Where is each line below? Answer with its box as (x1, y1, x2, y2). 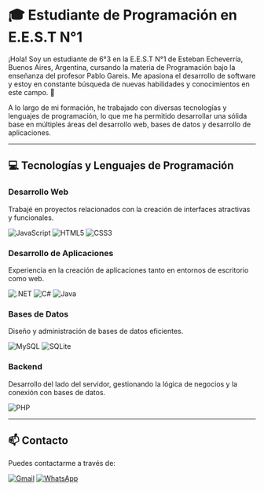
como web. (8, 273, 45, 283)
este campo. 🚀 (8, 87, 55, 97)
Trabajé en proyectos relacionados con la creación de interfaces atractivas (8, 204, 251, 214)
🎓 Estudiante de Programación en (8, 6, 238, 24)
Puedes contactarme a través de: (8, 459, 116, 468)
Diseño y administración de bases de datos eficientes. (8, 327, 184, 336)
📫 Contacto (8, 434, 68, 447)
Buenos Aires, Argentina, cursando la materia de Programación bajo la (8, 62, 236, 71)
